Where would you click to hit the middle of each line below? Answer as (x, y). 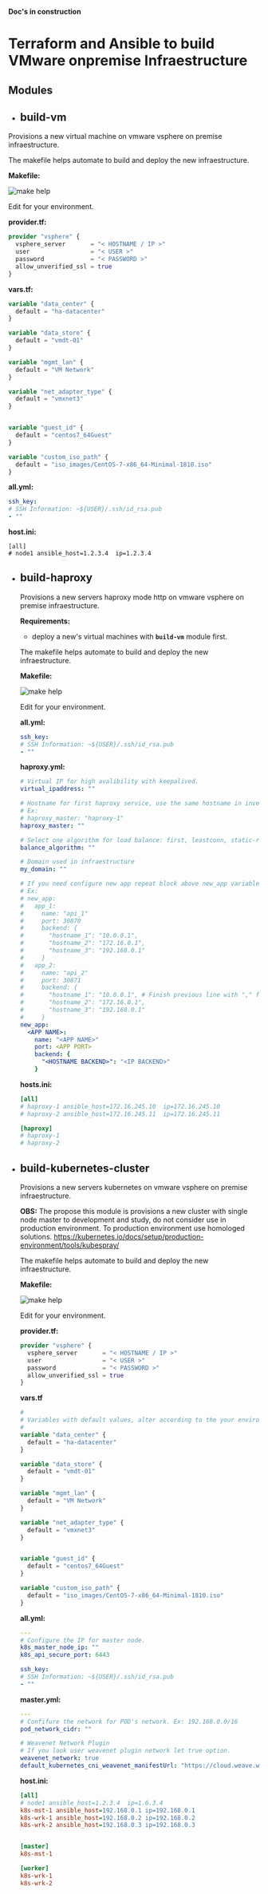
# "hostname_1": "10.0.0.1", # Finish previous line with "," (136, 995)
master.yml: (40, 1699)
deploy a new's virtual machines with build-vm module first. (130, 636)
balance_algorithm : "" (57, 848)
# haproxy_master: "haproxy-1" (72, 818)
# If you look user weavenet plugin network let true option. (125, 1751)
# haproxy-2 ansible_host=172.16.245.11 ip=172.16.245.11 (120, 1114)
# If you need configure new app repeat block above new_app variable (140, 884)
